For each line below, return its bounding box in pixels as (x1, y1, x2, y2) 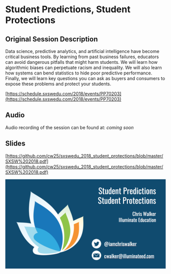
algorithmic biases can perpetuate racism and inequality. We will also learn (5, 65, 162, 70)
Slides (5, 139, 25, 148)
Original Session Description (5, 35, 98, 43)
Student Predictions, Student (5, 4, 131, 15)
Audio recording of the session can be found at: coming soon (5, 124, 134, 131)
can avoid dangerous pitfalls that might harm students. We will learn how (5, 59, 158, 65)
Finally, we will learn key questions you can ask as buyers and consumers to (5, 76, 165, 81)
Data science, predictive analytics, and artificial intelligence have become (5, 48, 159, 54)
